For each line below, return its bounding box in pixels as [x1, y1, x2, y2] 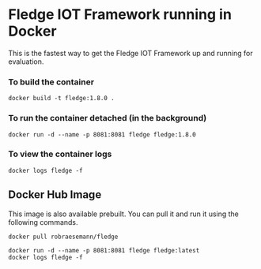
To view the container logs [8, 148, 112, 159]
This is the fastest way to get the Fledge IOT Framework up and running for [8, 48, 253, 58]
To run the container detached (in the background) [8, 113, 207, 124]
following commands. [8, 217, 78, 226]
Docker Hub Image [8, 188, 102, 202]
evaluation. [8, 57, 44, 66]
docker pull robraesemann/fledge [8, 233, 119, 241]
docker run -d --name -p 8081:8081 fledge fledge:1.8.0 [8, 130, 196, 139]
